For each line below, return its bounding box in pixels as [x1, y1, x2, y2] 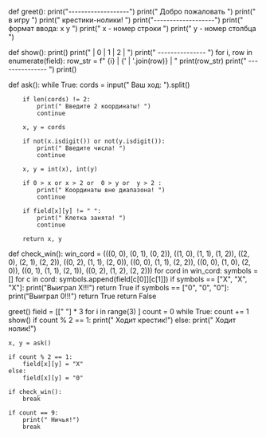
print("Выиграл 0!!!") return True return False [8, 291, 157, 301]
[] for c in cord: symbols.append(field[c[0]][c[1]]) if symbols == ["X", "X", [8, 274, 248, 284]
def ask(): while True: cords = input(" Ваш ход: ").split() [8, 80, 190, 89]
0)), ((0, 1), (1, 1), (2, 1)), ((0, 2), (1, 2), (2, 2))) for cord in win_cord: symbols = [8, 266, 259, 275]
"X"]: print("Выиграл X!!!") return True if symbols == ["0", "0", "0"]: [8, 283, 229, 292]
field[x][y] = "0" [22, 374, 84, 382]
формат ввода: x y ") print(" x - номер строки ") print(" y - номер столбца [8, 24, 256, 33]
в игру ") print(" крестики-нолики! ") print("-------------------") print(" [8, 15, 244, 25]
